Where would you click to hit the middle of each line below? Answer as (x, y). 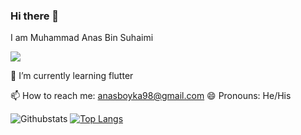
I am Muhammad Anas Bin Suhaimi (82, 38)
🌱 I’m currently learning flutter (72, 76)
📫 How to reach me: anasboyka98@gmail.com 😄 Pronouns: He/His (151, 96)
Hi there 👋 (35, 16)
